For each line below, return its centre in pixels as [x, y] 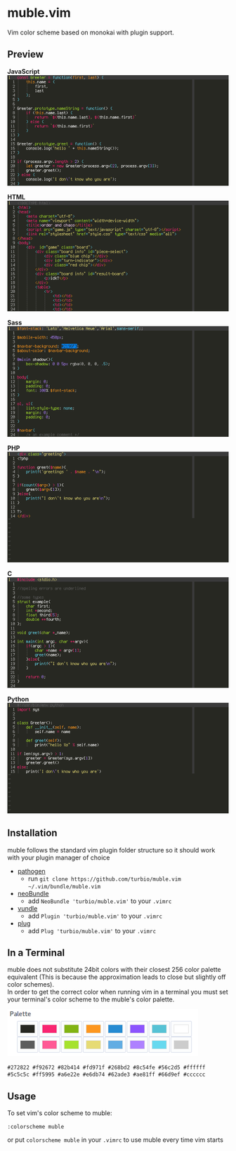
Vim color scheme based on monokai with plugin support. [91, 32]
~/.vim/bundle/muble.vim [64, 886]
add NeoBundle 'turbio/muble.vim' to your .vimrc [100, 901]
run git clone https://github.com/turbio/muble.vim [104, 879]
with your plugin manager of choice [59, 857]
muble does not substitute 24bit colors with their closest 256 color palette [114, 970]
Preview [26, 54]
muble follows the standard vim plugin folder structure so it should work [111, 850]
